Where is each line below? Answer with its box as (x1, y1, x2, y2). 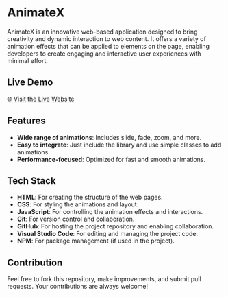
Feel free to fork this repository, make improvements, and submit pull (7, 275, 201, 283)
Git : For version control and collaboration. (16, 215, 135, 224)
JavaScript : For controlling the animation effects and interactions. (16, 208, 203, 216)
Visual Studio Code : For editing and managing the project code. (16, 230, 199, 238)
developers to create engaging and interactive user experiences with (7, 49, 201, 58)
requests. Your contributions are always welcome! (7, 283, 149, 291)
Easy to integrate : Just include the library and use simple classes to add (16, 141, 222, 149)
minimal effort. (7, 56, 48, 64)
